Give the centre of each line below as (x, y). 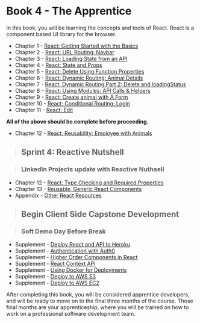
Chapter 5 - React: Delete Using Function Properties (80, 71)
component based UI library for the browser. (61, 34)
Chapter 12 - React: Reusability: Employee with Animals (83, 133)
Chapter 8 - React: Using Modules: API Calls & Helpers (83, 90)
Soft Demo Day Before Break (64, 231)
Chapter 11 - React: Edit (44, 110)
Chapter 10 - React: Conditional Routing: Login (73, 103)
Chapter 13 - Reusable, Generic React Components (78, 189)
